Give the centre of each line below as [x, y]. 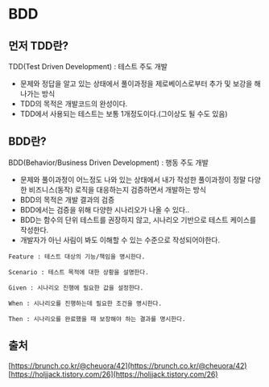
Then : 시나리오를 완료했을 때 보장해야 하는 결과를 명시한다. [97, 319]
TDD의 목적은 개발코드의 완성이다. [74, 104]
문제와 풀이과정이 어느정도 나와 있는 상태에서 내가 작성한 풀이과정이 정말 [133, 179]
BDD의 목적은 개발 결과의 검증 [67, 200]
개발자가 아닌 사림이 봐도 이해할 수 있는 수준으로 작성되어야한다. [120, 240]
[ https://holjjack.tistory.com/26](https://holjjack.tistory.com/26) [114, 374]
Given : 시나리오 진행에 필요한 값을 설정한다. [76, 288]
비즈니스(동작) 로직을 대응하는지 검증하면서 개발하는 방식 [118, 189]
